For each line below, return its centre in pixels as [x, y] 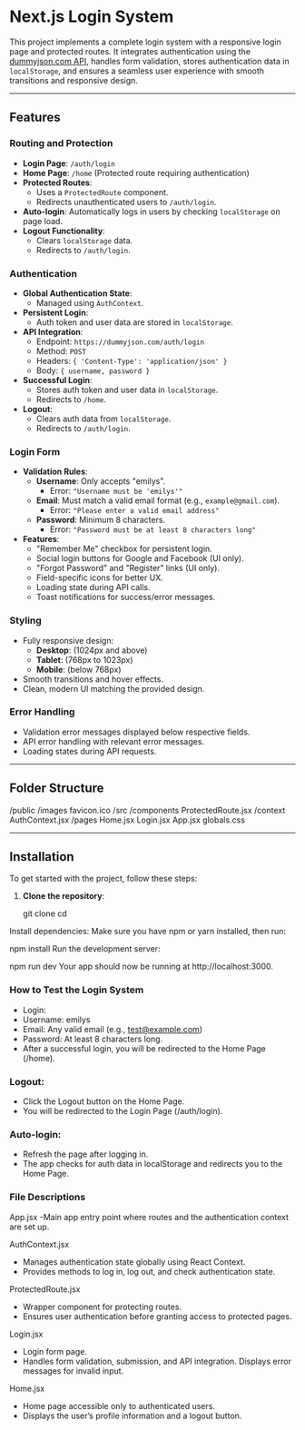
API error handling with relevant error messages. [113, 741]
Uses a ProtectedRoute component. [102, 192]
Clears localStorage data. [84, 240]
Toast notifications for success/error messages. [126, 597]
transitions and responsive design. [74, 80]
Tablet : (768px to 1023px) [84, 659]
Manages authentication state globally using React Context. [134, 1262]
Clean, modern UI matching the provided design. [113, 688]
